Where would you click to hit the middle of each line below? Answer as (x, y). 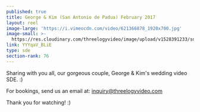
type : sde (18, 51)
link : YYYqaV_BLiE (29, 45)
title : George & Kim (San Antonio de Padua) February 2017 (81, 17)
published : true (26, 12)
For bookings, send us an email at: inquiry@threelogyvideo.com (84, 91)
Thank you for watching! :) (39, 102)
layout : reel (22, 23)
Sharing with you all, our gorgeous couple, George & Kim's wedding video (97, 73)
